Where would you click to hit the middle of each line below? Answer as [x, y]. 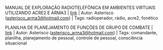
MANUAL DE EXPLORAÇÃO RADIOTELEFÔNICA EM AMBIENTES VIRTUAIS [80, 8]
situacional [16, 43]
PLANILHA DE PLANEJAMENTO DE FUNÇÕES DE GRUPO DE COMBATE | [79, 27]
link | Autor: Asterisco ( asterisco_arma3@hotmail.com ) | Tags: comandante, [81, 33]
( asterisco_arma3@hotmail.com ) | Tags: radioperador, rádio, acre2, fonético [81, 18]
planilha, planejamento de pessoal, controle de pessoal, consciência [74, 38]
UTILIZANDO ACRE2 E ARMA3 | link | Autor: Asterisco [59, 13]
